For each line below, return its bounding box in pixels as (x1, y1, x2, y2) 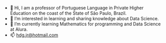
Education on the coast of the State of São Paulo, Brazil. (10, 10, 127, 16)
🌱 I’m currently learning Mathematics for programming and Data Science (10, 21, 161, 27)
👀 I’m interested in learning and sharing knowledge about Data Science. (10, 16, 159, 21)
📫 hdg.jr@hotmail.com (10, 32, 59, 38)
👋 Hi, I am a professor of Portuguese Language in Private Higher (10, 5, 144, 11)
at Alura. (10, 26, 28, 32)
